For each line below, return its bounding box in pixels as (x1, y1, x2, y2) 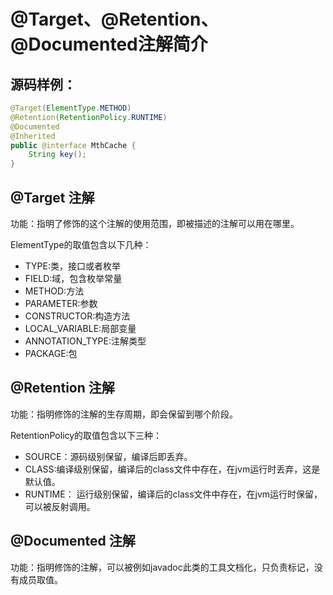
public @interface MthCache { (10, 140, 137, 150)
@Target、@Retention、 (10, 8, 219, 31)
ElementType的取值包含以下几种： (10, 238, 152, 250)
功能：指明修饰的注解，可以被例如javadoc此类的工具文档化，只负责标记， (10, 561, 315, 573)
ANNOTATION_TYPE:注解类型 (24, 335, 147, 347)
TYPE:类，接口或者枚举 (24, 260, 121, 272)
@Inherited (10, 131, 56, 141)
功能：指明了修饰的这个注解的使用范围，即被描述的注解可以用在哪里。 (10, 217, 300, 229)
